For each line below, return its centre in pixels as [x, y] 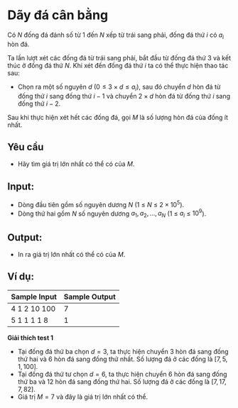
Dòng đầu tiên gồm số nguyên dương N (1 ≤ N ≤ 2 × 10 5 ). [101, 204]
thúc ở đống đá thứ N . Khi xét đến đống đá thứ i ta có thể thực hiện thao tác [118, 65]
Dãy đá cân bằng [58, 15]
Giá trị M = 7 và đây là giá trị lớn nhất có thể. [83, 397]
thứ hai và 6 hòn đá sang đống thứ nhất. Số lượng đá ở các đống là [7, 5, [123, 359]
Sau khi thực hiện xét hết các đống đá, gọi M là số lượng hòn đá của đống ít [118, 117]
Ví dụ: [21, 277]
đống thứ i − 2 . [39, 104]
